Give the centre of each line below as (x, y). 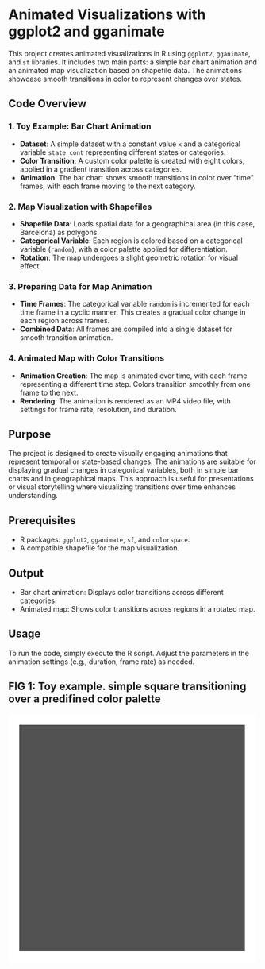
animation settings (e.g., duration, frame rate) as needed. (102, 662)
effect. (31, 266)
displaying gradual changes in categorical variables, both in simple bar (124, 470)
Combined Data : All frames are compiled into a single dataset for (126, 329)
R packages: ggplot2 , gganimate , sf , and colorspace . (105, 540)
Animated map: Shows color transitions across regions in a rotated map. (137, 608)
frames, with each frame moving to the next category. (108, 186)
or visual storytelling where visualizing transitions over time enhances (122, 487)
